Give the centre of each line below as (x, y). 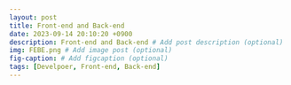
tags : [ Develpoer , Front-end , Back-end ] (85, 67)
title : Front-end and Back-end (67, 26)
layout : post (33, 17)
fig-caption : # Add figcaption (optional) (89, 58)
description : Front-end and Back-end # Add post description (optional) (146, 42)
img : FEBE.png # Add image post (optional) (91, 50)
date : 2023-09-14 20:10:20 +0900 (71, 34)
